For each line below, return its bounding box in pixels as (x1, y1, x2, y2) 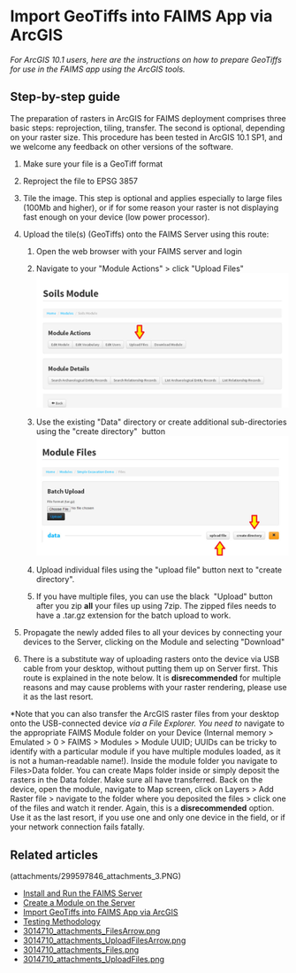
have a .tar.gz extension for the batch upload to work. (35, 610, 231, 621)
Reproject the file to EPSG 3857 (22, 175, 138, 186)
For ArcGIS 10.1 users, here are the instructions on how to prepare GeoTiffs (10, 54, 282, 65)
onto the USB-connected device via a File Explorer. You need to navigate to (10, 718, 285, 728)
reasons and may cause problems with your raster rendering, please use (22, 682, 287, 693)
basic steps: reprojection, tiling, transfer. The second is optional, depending (10, 122, 285, 133)
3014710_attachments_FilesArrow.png (22, 926, 161, 937)
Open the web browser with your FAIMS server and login (35, 245, 242, 256)
